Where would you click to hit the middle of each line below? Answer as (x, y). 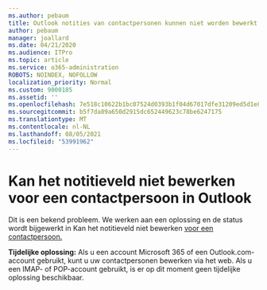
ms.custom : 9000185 (41, 90)
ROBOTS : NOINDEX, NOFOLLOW (53, 75)
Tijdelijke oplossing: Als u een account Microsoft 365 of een (108, 253)
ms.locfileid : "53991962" (51, 141)
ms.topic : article (39, 61)
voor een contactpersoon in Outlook (130, 198)
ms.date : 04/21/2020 (43, 45)
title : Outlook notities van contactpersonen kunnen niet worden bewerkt (133, 23)
